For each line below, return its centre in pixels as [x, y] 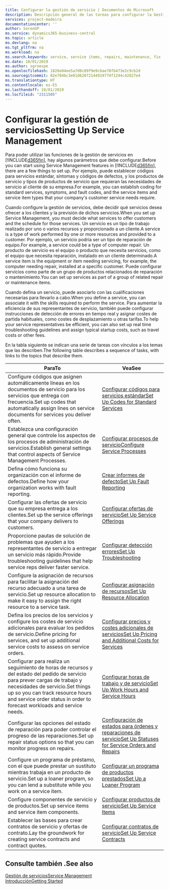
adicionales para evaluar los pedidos [51, 628]
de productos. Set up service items [48, 806]
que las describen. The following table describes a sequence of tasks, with [82, 350]
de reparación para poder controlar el [52, 729]
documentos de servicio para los [47, 389]
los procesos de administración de [49, 442]
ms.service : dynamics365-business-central [50, 33]
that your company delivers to [43, 521]
